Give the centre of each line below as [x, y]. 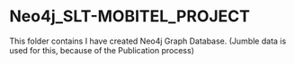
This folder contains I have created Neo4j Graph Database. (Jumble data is [148, 41]
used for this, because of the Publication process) [102, 50]
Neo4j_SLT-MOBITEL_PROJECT [130, 16]
